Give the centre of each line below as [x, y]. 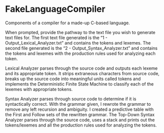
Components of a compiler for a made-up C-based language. [67, 23]
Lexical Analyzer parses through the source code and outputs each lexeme [82, 68]
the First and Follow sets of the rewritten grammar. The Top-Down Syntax [80, 114]
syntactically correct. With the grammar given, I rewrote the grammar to [78, 104]
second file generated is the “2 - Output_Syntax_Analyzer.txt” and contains [82, 48]
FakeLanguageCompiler [55, 9]
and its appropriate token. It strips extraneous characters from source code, [82, 73]
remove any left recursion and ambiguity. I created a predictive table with [80, 109]
